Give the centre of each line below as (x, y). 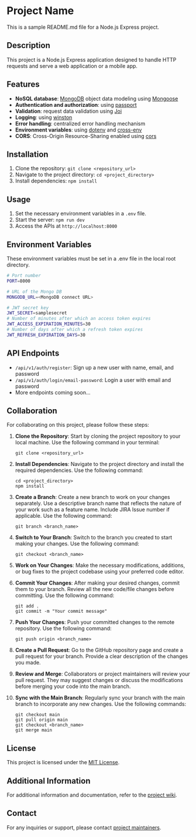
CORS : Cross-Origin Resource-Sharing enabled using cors (86, 136)
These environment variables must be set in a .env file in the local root (91, 259)
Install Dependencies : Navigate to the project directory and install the (99, 464)
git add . (27, 606)
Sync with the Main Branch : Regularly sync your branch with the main (100, 698)
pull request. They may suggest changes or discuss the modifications (99, 680)
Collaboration (32, 411)
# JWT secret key (28, 308)
